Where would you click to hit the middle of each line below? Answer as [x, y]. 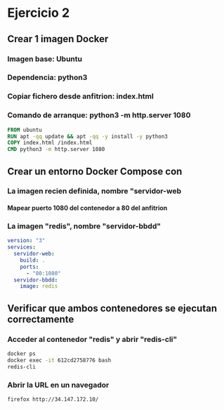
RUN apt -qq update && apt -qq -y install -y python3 [88, 136]
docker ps [22, 354]
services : [22, 247]
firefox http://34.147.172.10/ [53, 399]
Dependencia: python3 [47, 77]
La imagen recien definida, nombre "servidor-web [94, 191]
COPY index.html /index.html [50, 143]
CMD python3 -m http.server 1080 [56, 150]
